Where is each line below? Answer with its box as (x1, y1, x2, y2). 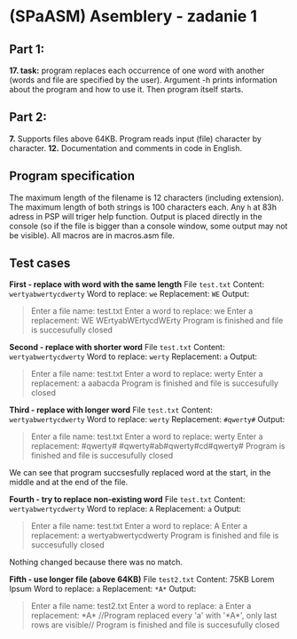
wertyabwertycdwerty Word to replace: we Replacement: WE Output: (9, 289, 250, 300)
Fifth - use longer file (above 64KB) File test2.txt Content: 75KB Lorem (9, 574, 275, 585)
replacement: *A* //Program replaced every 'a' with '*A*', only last (30, 611, 277, 621)
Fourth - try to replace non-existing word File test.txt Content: (9, 494, 246, 505)
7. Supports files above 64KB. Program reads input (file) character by (9, 133, 262, 144)
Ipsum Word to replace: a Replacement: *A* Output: (9, 584, 197, 595)
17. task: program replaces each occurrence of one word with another (9, 65, 265, 76)
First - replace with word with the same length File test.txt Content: (9, 279, 264, 290)
